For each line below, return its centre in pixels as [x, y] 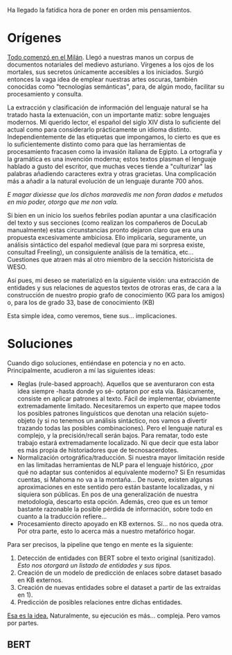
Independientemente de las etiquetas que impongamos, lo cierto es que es [114, 137]
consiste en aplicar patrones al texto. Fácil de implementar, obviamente [119, 399]
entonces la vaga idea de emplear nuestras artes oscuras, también [102, 79]
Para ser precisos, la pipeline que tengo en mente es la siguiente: [100, 544]
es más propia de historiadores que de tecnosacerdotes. [98, 450]
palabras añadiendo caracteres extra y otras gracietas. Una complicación [112, 173]
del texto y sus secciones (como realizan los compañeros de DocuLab [107, 222]
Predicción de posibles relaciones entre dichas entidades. [100, 602]
